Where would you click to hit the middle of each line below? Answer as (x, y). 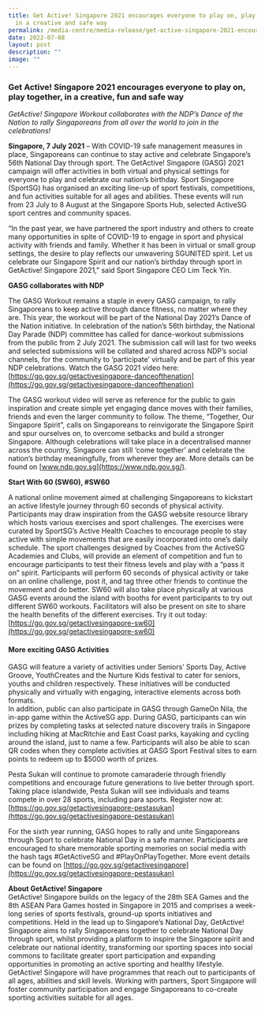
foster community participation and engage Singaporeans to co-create (123, 990)
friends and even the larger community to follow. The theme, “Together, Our (131, 417)
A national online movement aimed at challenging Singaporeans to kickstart (131, 498)
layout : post (30, 45)
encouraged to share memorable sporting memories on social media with (127, 848)
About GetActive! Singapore (55, 889)
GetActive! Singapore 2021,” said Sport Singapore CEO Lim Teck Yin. (120, 270)
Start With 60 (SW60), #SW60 (59, 483)
